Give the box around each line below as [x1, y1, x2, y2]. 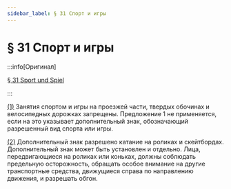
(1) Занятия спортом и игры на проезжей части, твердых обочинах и [7, 102, 210, 111]
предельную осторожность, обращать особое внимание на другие [7, 159, 205, 168]
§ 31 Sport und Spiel [7, 76, 64, 84]
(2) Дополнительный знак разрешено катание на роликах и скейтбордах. [7, 137, 224, 146]
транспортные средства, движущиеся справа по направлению [7, 166, 194, 175]
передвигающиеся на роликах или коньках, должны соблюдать [7, 152, 197, 160]
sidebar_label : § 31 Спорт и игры [7, 10, 107, 17]
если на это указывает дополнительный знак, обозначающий [7, 117, 188, 125]
